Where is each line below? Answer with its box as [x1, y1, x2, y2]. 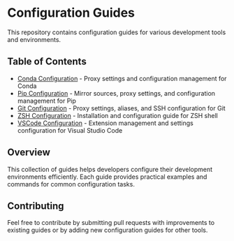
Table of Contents [7, 56, 87, 68]
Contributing [7, 200, 64, 212]
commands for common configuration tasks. [7, 180, 135, 188]
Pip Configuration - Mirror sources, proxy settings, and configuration [17, 89, 215, 97]
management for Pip [17, 96, 77, 105]
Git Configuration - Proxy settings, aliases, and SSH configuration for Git [17, 103, 226, 112]
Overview [7, 147, 51, 159]
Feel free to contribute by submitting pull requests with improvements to [7, 219, 215, 227]
